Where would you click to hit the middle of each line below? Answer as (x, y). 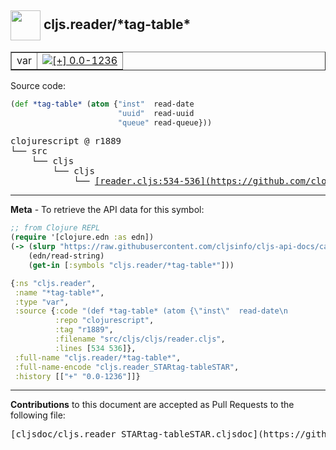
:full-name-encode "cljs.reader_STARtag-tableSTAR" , (127, 367)
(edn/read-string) (66, 256)
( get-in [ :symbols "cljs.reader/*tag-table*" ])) (131, 265)
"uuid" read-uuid (156, 113)
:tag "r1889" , (84, 330)
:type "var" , (42, 302)
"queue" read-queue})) (165, 122)
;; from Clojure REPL (55, 228)
